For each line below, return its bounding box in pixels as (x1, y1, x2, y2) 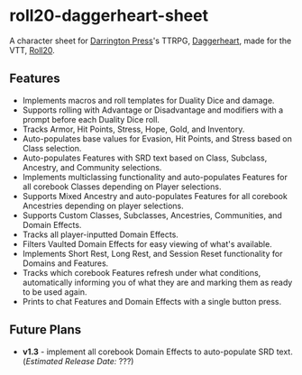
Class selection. (22, 142, 82, 153)
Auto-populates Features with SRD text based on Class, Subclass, (22, 152, 268, 163)
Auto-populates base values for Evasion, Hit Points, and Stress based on (22, 133, 293, 144)
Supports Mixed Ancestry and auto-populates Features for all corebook (22, 190, 288, 201)
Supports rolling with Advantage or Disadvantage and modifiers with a (22, 105, 284, 115)
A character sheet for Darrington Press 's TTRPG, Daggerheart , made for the (9, 35, 292, 46)
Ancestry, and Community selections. (22, 161, 162, 172)
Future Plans (9, 322, 82, 338)
